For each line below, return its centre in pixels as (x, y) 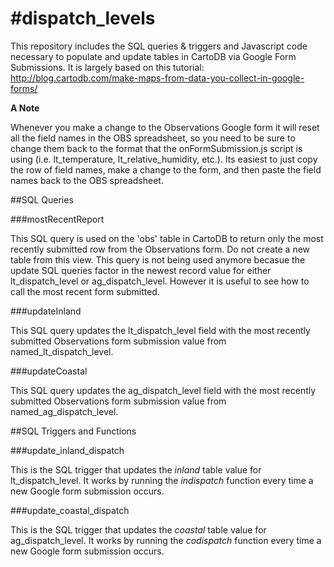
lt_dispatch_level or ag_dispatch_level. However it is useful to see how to (160, 281)
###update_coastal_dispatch (70, 510)
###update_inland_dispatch (67, 450)
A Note (25, 108)
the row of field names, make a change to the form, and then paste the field (166, 169)
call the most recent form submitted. (85, 291)
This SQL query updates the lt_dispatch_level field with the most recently (160, 330)
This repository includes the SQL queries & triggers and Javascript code (159, 46)
